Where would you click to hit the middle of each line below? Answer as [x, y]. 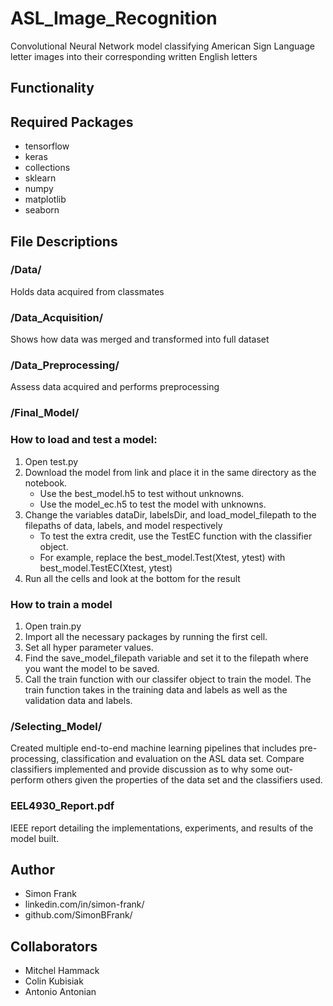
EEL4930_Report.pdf [62, 806]
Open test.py [51, 461]
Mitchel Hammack [62, 971]
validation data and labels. [78, 700]
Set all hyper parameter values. [89, 647]
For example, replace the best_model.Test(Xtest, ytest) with [162, 557]
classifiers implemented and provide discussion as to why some [142, 769]
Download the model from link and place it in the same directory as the [170, 472]
